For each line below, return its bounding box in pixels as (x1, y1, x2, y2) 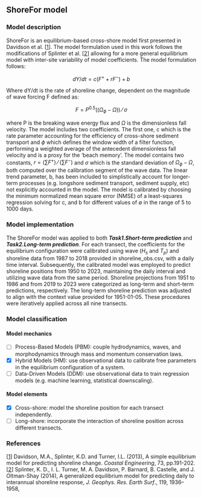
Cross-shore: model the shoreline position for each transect (14, 404, 164, 411)
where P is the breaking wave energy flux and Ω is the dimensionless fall (6, 119, 187, 126)
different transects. (14, 424, 63, 431)
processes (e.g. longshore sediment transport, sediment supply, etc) (19, 180, 190, 187)
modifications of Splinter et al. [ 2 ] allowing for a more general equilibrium (6, 50, 188, 57)
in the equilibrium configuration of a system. (14, 363, 125, 371)
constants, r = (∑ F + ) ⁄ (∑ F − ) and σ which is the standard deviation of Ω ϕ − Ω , (6, 157, 195, 168)
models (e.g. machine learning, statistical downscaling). (14, 376, 154, 384)
